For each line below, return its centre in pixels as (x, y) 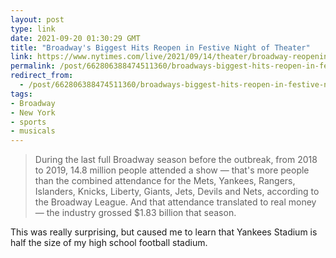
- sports (28, 122)
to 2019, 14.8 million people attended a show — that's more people (172, 170)
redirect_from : (42, 76)
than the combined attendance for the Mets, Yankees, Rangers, (165, 181)
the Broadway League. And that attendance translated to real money (175, 202)
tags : (21, 94)
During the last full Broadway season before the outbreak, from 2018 (176, 160)
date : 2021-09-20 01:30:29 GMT (75, 38)
